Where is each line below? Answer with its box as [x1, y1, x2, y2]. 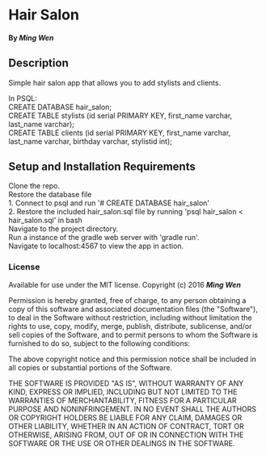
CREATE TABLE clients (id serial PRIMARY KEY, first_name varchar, [8, 128, 231, 137]
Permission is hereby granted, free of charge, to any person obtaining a [8, 295, 247, 305]
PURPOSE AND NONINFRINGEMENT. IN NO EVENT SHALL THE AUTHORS [8, 404, 257, 414]
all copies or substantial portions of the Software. [8, 362, 172, 373]
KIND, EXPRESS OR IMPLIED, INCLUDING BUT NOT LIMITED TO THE [8, 386, 238, 397]
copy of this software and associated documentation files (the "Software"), [8, 304, 259, 314]
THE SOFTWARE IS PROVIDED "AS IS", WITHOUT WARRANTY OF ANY [8, 378, 244, 388]
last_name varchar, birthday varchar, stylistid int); [8, 136, 172, 146]
